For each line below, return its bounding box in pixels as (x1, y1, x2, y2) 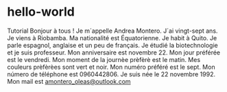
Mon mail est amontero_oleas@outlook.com (7, 77, 132, 85)
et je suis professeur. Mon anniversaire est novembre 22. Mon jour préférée (7, 48, 221, 57)
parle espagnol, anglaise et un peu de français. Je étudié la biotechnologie (7, 41, 218, 49)
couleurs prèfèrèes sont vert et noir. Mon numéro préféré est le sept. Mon (7, 63, 215, 71)
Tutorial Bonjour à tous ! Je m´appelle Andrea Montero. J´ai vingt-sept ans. (7, 27, 218, 35)
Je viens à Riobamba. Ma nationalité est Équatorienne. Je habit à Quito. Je (7, 33, 217, 42)
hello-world (7, 4, 75, 20)
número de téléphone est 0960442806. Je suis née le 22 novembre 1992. (7, 70, 216, 78)
